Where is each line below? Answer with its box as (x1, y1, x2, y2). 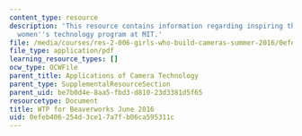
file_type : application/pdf (9, 47, 115, 55)
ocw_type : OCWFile (9, 64, 78, 72)
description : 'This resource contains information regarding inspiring (9, 21, 283, 30)
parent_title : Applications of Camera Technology (9, 72, 200, 81)
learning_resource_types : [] (9, 55, 119, 64)
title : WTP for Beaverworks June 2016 (9, 105, 155, 114)
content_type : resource (9, 13, 99, 22)
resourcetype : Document (9, 96, 99, 106)
